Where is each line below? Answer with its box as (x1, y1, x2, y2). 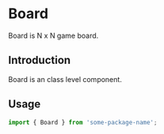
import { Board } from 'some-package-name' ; (8, 118, 158, 126)
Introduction (8, 54, 71, 67)
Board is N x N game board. (8, 31, 99, 40)
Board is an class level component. (8, 74, 123, 84)
